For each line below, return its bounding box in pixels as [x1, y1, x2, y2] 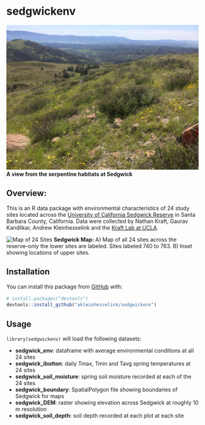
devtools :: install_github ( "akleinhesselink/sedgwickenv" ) [6, 302, 157, 308]
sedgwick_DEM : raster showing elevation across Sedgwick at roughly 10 [15, 399, 199, 407]
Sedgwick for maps [15, 393, 65, 400]
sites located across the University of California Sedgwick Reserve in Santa [6, 211, 196, 218]
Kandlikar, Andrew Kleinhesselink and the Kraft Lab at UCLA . [6, 224, 159, 231]
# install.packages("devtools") [6, 295, 88, 301]
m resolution [15, 405, 47, 413]
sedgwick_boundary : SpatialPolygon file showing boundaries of [15, 386, 178, 393]
